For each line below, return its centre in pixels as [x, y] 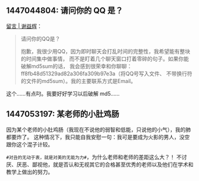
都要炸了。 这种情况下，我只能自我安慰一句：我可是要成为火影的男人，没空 [98, 137]
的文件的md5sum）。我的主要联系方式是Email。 [78, 81]
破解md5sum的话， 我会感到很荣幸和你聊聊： [76, 66]
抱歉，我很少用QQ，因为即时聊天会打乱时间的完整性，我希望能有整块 [105, 51]
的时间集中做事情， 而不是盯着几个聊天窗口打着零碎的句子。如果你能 [105, 59]
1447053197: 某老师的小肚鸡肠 [63, 114]
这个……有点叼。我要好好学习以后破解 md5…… [63, 93]
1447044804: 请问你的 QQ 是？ [65, 11]
